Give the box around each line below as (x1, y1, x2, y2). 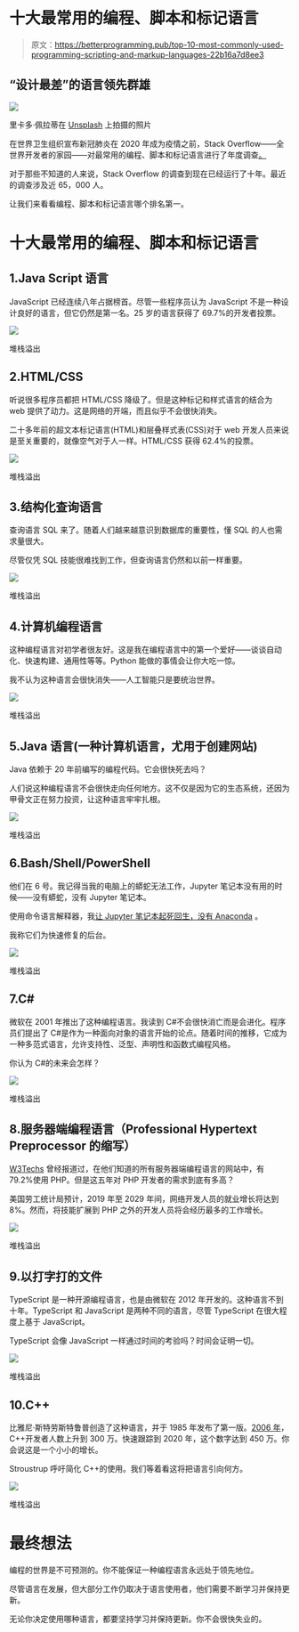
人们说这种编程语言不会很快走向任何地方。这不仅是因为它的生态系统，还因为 (9, 783, 290, 793)
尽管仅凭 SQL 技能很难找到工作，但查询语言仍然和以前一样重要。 (9, 555, 247, 565)
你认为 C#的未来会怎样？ (9, 1057, 101, 1068)
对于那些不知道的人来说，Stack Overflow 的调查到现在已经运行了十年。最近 (9, 168, 287, 179)
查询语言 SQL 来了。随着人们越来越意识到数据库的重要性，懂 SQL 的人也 (9, 524, 275, 535)
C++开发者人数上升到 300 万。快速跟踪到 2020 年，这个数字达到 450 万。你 (9, 1433, 290, 1444)
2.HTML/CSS (9, 369, 84, 385)
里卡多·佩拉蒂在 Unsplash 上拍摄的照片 (9, 119, 152, 130)
